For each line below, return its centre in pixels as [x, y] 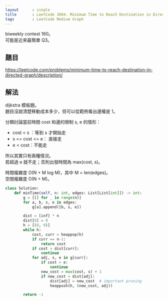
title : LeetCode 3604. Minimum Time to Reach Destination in [78, 14]
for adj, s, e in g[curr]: [60, 258]
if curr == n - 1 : [49, 239]
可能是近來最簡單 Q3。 [29, 40]
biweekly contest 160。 [29, 34]
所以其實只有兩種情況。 [29, 156]
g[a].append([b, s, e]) [56, 207]
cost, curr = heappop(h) [58, 234]
